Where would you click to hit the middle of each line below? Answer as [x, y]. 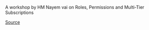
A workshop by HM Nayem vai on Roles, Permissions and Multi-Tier [75, 7]
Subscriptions [19, 12]
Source [12, 22]
